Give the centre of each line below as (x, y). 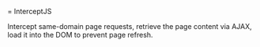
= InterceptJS (30, 11)
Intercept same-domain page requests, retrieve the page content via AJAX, (130, 26)
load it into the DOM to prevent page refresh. (80, 35)
